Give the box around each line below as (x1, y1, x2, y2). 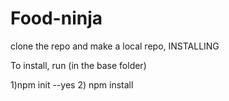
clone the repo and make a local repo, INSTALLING (10, 40, 220, 52)
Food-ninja (10, 7, 103, 30)
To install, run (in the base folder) (10, 59, 147, 71)
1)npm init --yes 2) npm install (10, 78, 134, 91)
